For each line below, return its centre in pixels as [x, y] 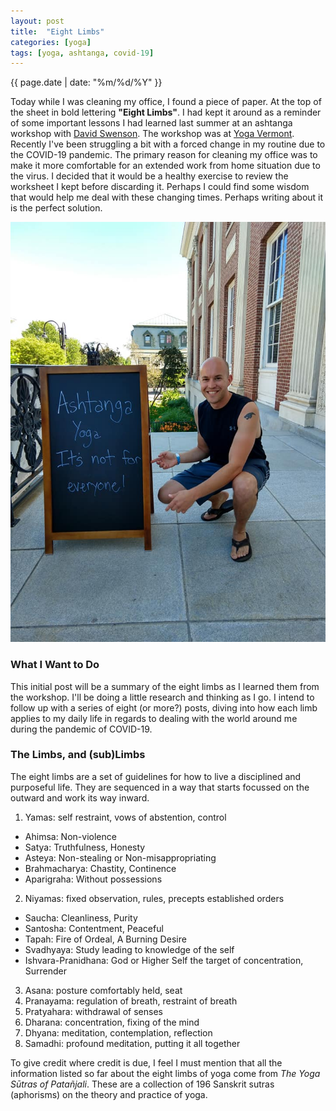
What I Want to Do [55, 665]
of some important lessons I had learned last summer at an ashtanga [151, 123]
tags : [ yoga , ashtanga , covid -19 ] [82, 53]
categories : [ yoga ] [51, 42]
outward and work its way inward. [80, 797]
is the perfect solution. [56, 208]
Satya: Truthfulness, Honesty [85, 847]
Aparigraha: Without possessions [93, 879]
